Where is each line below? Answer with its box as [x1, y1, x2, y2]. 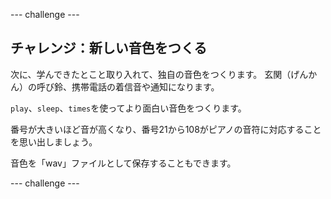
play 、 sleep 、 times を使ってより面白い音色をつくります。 [10, 102, 247, 114]
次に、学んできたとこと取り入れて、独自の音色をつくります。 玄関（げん [10, 68, 309, 80]
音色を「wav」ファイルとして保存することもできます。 [10, 157, 237, 169]
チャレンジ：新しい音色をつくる [10, 40, 208, 57]
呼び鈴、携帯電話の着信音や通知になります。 [36, 80, 220, 93]
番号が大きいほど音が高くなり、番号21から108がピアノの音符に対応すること [10, 123, 322, 135]
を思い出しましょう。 [10, 135, 98, 148]
